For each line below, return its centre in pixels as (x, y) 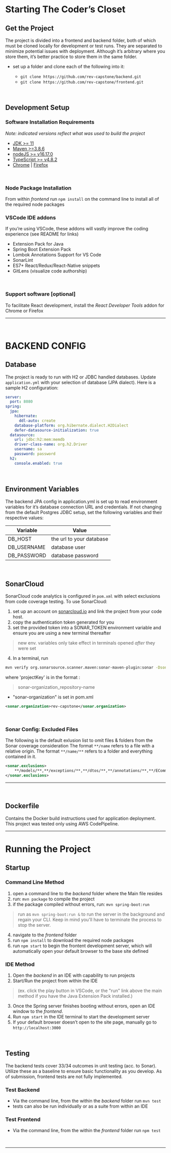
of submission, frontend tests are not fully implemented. (64, 1077)
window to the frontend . (38, 1011)
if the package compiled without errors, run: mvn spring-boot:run (81, 904)
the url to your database (80, 539)
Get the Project (30, 28)
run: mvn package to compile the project (54, 899)
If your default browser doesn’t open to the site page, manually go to (84, 1022)
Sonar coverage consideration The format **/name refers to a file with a (80, 746)
